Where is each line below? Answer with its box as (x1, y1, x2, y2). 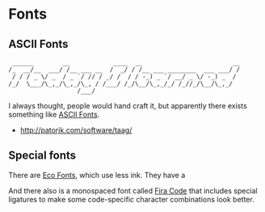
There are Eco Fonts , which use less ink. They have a (8, 170, 186, 180)
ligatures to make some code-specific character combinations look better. (8, 194, 254, 204)
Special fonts (8, 149, 77, 163)
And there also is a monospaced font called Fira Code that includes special (8, 185, 258, 195)
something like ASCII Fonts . (8, 110, 100, 119)
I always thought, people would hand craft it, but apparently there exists (8, 101, 248, 110)
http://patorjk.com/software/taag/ (19, 125, 132, 134)
